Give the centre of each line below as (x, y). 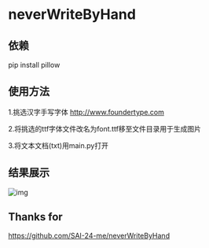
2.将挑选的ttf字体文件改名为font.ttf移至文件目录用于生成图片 (105, 128)
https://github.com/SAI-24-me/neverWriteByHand (89, 236)
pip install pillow (34, 65)
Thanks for (35, 217)
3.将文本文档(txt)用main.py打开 (58, 145)
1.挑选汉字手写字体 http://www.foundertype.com (86, 112)
